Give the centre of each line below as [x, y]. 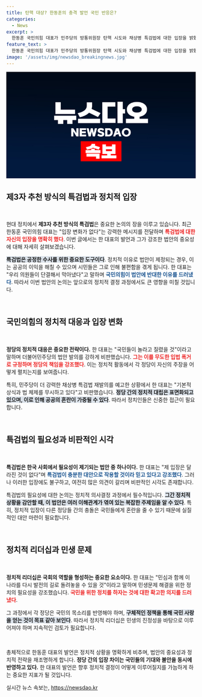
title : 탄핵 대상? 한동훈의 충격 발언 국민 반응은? [62, 13]
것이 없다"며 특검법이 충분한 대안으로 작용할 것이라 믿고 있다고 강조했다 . [100, 474]
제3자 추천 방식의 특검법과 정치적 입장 [72, 197]
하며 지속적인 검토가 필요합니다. [59, 627]
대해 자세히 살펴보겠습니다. [44, 247]
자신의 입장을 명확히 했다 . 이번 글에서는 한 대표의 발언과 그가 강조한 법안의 [92, 239]
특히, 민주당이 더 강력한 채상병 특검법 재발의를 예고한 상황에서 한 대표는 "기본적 [99, 385]
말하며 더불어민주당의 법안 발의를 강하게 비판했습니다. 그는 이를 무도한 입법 [93, 357]
